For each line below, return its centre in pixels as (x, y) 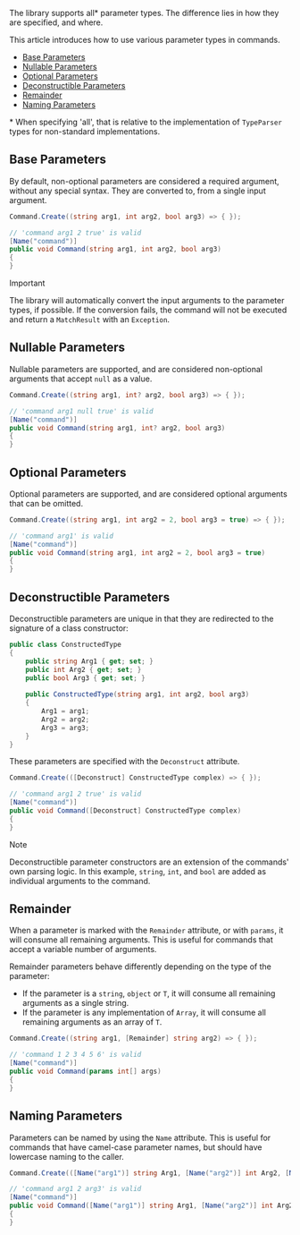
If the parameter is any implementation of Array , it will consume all (144, 1013)
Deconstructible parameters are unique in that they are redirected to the (142, 618)
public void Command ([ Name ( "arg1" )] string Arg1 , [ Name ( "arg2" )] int (142, 1206)
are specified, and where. (56, 22)
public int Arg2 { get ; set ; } (83, 669)
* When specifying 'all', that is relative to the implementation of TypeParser (146, 122)
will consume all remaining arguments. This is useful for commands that (142, 940)
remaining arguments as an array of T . (92, 1022)
